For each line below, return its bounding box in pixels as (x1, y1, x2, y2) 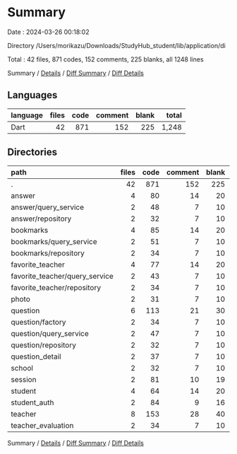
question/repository (11, 340, 76, 350)
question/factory (11, 317, 66, 327)
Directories (7, 146, 58, 158)
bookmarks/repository (11, 248, 85, 258)
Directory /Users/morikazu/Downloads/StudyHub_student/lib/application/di (7, 41, 226, 50)
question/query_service (11, 328, 90, 338)
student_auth (11, 397, 54, 407)
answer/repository (11, 214, 72, 223)
